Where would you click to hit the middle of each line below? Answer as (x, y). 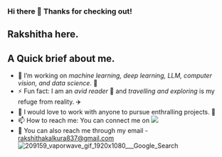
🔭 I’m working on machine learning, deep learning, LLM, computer (115, 76)
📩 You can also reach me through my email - (83, 131)
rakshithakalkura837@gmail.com (66, 139)
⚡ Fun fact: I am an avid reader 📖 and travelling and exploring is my (116, 91)
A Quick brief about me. (61, 59)
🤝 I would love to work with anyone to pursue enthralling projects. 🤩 (116, 112)
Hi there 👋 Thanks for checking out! (70, 11)
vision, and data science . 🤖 (58, 83)
